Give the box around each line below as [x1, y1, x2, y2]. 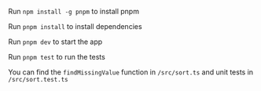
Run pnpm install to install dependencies [8, 22, 143, 31]
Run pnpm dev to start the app [8, 37, 103, 46]
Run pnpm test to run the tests [8, 53, 106, 61]
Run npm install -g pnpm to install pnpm [8, 7, 140, 16]
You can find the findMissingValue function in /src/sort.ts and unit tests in [8, 67, 254, 77]
